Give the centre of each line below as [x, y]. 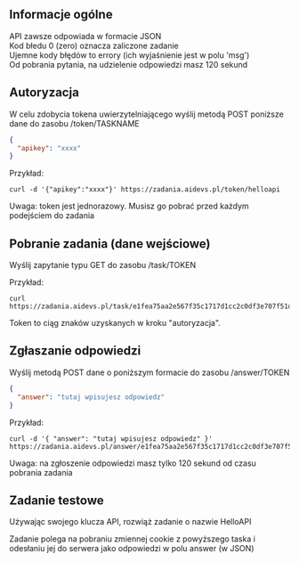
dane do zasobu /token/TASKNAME [74, 123]
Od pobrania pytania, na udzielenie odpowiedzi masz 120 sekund [129, 64]
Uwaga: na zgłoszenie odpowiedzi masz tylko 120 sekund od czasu [133, 463]
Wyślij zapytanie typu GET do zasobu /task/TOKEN [103, 265]
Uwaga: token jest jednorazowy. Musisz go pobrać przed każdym [129, 206]
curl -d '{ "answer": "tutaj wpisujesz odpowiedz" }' [111, 439]
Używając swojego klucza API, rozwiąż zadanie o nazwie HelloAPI [130, 522]
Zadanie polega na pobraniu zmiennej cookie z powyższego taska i [133, 539]
